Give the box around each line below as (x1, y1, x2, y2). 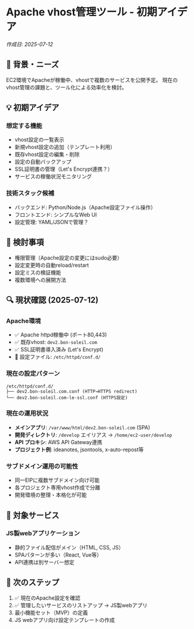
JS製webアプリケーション (6, 529, 80, 538)
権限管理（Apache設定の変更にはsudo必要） (14, 254, 123, 261)
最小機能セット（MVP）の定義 (14, 609, 89, 616)
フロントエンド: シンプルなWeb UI (14, 211, 97, 218)
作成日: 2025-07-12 (6, 41, 53, 48)
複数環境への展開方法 (14, 276, 66, 283)
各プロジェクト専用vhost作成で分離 (14, 484, 101, 491)
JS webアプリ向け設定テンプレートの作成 (14, 616, 115, 623)
